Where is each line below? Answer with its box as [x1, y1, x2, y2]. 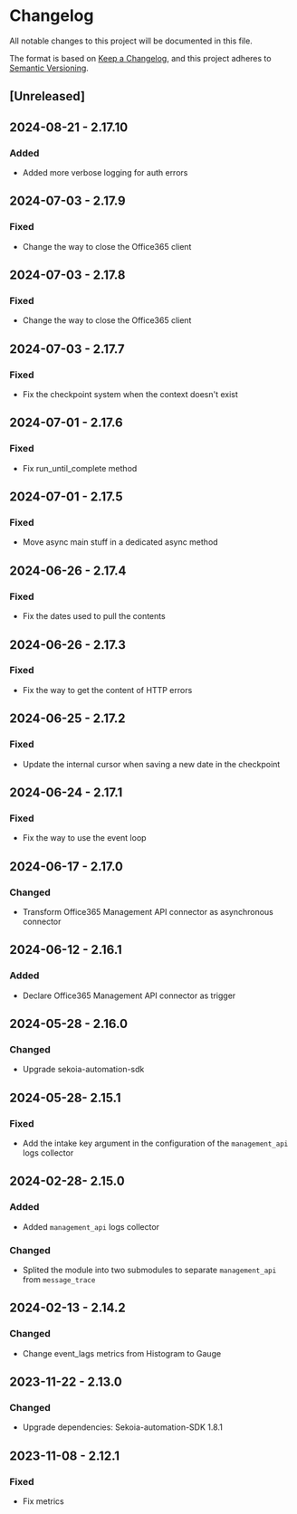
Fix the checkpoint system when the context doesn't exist [22, 389, 238, 400]
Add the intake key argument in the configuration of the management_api [22, 1138, 289, 1148]
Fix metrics [22, 1496, 65, 1507]
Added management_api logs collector [22, 1221, 160, 1232]
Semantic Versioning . [9, 62, 89, 73]
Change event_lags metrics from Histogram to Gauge [22, 1347, 222, 1358]
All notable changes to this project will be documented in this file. [9, 35, 254, 46]
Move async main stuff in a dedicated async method [22, 537, 219, 548]
